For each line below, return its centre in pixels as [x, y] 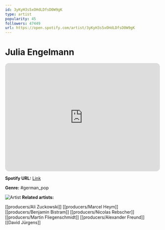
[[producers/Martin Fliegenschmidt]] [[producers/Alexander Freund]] [75, 217]
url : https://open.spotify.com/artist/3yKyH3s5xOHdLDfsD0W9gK [70, 28]
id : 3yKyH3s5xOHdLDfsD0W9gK [34, 10]
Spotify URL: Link [23, 178]
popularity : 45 [21, 19]
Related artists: [38, 198]
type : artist [18, 14]
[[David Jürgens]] [23, 223]
